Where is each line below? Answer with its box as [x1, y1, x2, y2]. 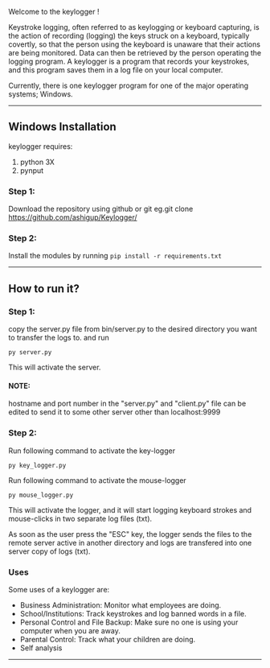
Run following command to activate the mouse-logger [8, 475, 186, 485]
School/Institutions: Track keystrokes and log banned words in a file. [19, 608, 247, 618]
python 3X [19, 157, 55, 167]
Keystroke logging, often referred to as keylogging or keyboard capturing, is [8, 23, 260, 31]
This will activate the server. [8, 362, 101, 373]
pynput [19, 165, 44, 175]
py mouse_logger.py [8, 491, 74, 499]
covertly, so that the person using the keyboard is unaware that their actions [8, 39, 261, 49]
